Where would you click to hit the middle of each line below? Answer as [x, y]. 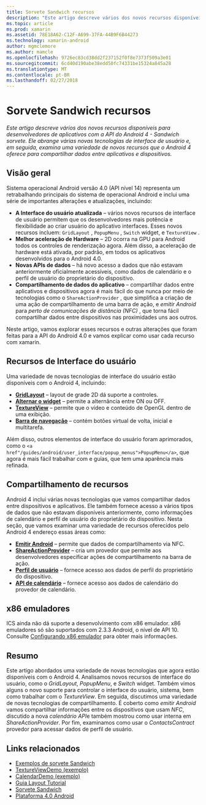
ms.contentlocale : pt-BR [38, 75]
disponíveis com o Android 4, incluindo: [56, 383]
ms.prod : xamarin [29, 29]
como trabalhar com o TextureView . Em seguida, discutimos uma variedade [102, 696]
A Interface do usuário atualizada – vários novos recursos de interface [105, 213]
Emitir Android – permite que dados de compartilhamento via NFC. [100, 544]
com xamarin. [24, 342]
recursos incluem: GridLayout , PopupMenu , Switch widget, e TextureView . [107, 232]
